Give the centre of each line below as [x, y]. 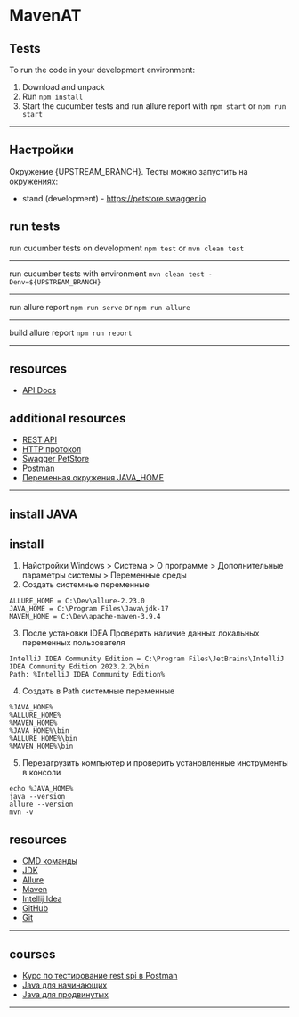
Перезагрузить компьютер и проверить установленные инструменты [155, 763]
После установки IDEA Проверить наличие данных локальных [141, 633]
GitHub [35, 908]
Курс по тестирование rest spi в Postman [100, 976]
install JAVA [44, 514]
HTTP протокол [52, 449]
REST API [40, 440]
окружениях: [34, 181]
